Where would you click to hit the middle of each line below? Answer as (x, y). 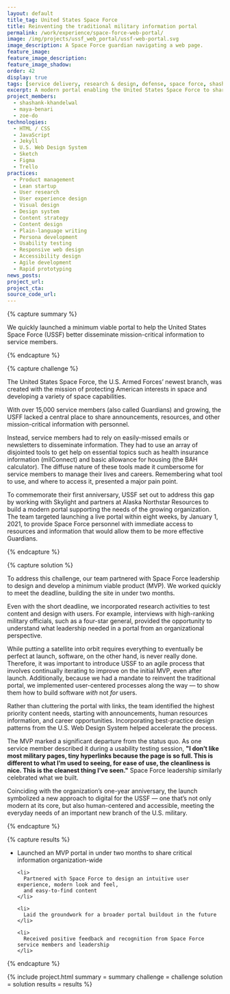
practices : (23, 173)
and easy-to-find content (60, 891)
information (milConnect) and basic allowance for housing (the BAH (102, 460)
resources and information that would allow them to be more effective (105, 531)
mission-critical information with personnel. (68, 425)
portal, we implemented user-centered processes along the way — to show (113, 686)
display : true (27, 77)
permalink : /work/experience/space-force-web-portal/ (86, 33)
